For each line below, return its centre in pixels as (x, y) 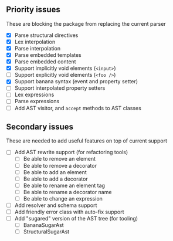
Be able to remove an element (59, 159)
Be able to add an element (55, 172)
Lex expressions (34, 95)
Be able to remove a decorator (60, 165)
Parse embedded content (45, 62)
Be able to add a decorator (55, 179)
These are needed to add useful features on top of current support (86, 141)
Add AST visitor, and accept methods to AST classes (78, 108)
